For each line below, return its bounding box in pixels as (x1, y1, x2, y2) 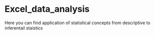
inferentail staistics (4, 25, 43, 31)
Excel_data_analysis (4, 3, 90, 15)
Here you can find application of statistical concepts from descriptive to (4, 20, 151, 26)
